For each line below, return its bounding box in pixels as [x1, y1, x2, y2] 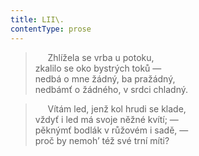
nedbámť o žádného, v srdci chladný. [34, 83, 188, 95]
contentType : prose [10, 24, 92, 34]
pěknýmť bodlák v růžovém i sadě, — [34, 124, 189, 136]
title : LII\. [10, 14, 65, 25]
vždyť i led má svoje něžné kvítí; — [34, 113, 179, 125]
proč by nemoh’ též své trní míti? [34, 134, 170, 146]
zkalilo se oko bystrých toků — [34, 62, 162, 74]
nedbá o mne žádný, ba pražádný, [34, 72, 176, 85]
